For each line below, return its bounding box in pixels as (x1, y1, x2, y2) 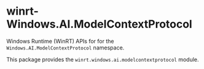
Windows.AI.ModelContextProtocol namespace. (6, 44, 125, 51)
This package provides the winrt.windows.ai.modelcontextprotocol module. (6, 56, 199, 63)
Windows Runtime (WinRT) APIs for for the (6, 37, 114, 45)
